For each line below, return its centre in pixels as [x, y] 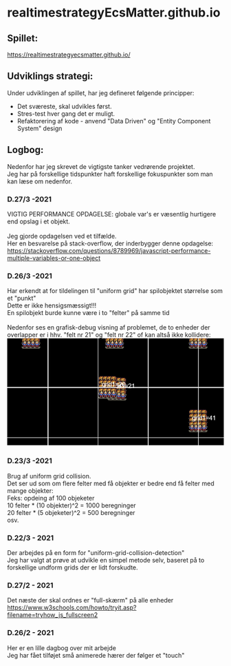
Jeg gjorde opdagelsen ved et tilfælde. [62, 236]
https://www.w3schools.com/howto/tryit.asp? [72, 607]
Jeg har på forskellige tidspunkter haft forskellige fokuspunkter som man [110, 174]
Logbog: [25, 150]
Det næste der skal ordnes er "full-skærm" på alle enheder [90, 601]
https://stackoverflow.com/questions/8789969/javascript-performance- [109, 250]
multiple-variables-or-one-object [54, 258]
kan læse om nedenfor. [40, 181]
